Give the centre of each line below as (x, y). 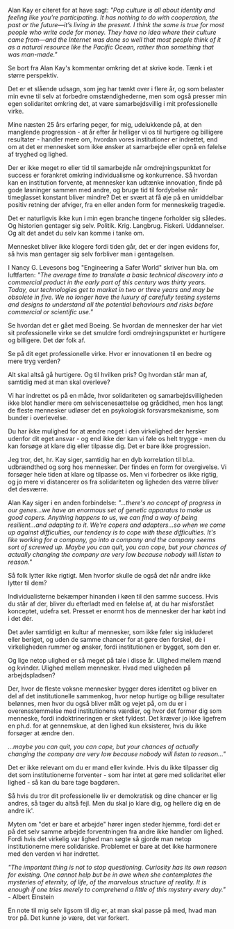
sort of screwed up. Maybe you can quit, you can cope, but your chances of (117, 547)
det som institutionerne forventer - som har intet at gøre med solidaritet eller (117, 775)
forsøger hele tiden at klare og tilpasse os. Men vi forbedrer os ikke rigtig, (113, 474)
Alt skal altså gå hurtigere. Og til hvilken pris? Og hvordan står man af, (108, 375)
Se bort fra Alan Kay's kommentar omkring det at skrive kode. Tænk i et (110, 68)
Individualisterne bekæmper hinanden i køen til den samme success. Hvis (113, 596)
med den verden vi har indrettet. (54, 854)
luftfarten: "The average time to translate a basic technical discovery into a (116, 275)
